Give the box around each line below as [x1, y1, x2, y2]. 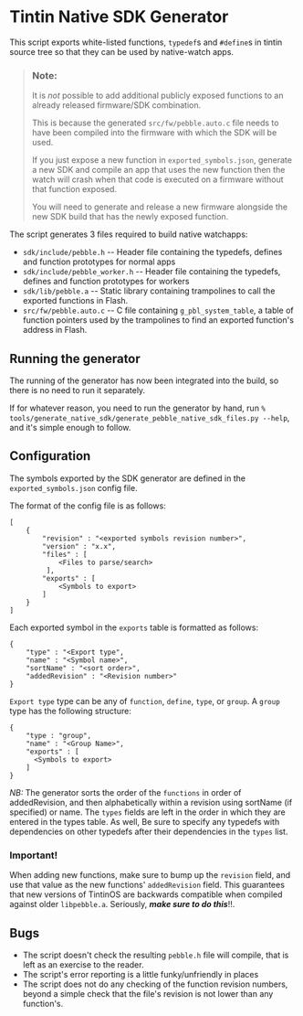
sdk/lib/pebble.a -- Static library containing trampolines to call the [22, 285, 276, 296]
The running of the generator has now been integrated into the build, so [9, 375, 279, 386]
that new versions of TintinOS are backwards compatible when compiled [9, 889, 283, 900]
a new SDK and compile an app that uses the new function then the [31, 165, 286, 176]
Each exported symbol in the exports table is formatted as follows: [9, 622, 258, 633]
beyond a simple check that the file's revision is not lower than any [22, 988, 274, 999]
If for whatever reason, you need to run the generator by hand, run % [9, 402, 266, 413]
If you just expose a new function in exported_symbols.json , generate [31, 155, 292, 166]
